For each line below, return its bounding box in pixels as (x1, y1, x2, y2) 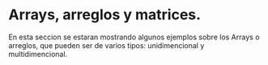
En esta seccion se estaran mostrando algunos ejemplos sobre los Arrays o (8, 32, 261, 42)
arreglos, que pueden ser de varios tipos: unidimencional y (8, 40, 205, 50)
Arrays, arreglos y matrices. (8, 6, 201, 24)
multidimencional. (8, 49, 68, 59)
